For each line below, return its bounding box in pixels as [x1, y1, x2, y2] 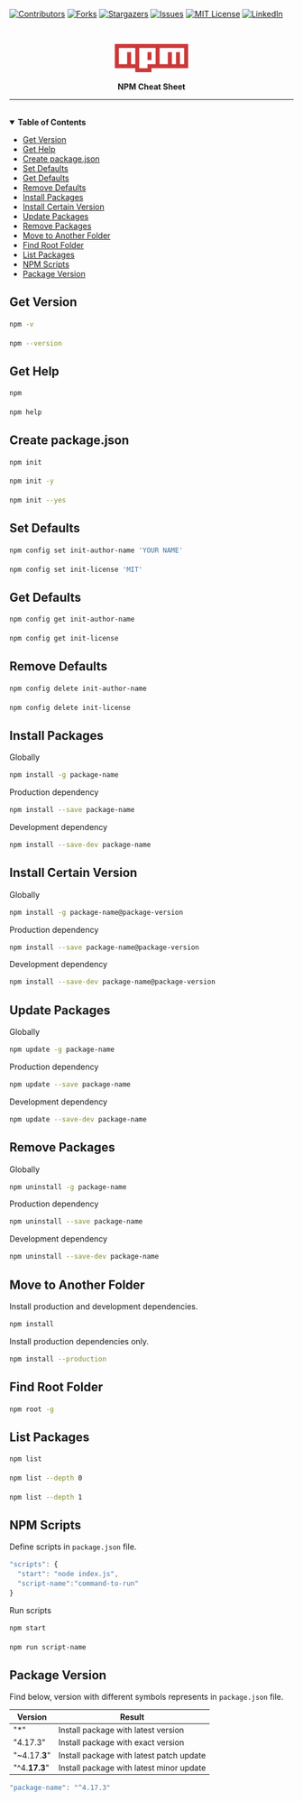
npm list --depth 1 [9, 1492, 83, 1501]
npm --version [9, 338, 63, 347]
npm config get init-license [9, 634, 119, 643]
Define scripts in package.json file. [9, 1541, 137, 1552]
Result [120, 1711, 145, 1722]
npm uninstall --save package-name [9, 1217, 143, 1226]
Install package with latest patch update [58, 1750, 207, 1760]
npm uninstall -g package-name [9, 1182, 127, 1191]
